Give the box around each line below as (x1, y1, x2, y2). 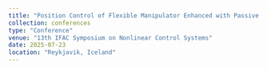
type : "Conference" (8, 26, 74, 34)
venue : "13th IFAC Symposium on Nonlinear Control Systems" (8, 33, 213, 42)
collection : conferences (8, 19, 91, 27)
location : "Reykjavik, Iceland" (8, 48, 116, 56)
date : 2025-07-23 (8, 41, 66, 49)
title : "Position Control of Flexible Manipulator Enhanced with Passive (8, 11, 260, 20)
